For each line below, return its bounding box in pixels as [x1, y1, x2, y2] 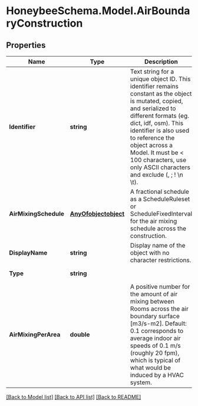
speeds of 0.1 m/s [130, 342, 181, 349]
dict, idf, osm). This [130, 119, 184, 127]
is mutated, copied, [130, 97, 183, 105]
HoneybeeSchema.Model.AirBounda [6, 4, 190, 18]
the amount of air [130, 290, 178, 298]
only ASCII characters [130, 163, 190, 171]
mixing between [130, 298, 175, 305]
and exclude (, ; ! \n [130, 171, 184, 179]
